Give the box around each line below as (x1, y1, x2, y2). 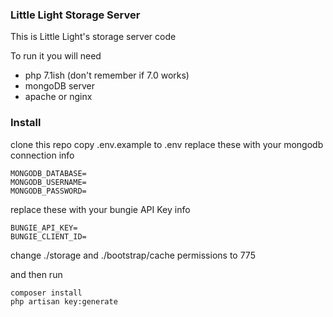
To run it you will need (10, 50, 102, 62)
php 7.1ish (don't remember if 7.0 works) (24, 69, 190, 82)
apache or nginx (24, 91, 93, 103)
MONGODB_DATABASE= (10, 168, 87, 178)
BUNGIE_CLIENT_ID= (10, 231, 87, 242)
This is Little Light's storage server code (10, 31, 177, 43)
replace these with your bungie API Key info (10, 203, 191, 215)
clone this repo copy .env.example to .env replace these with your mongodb (10, 138, 324, 150)
